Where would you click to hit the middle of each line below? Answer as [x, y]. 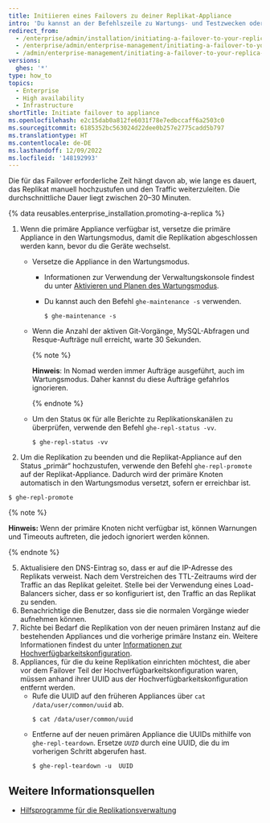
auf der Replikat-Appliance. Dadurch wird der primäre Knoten [121, 475]
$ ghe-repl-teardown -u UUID [83, 766]
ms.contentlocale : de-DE [50, 143]
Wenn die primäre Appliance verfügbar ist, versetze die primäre [125, 229]
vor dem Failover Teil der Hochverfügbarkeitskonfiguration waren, [129, 671]
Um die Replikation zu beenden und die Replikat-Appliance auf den [131, 457]
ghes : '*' [32, 68]
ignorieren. [50, 388]
